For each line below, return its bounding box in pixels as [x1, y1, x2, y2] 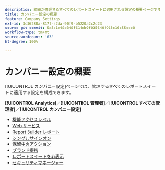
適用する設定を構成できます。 [13, 89, 74, 95]
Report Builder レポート [12, 129, 60, 135]
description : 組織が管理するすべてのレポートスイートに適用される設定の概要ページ [5, 7, 154, 12]
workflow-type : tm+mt [5, 30, 50, 35]
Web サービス [12, 122, 40, 128]
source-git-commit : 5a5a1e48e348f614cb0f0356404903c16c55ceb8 [5, 26, 135, 30]
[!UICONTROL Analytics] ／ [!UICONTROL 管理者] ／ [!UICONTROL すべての [5, 100, 156, 106]
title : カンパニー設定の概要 [5, 12, 57, 17]
